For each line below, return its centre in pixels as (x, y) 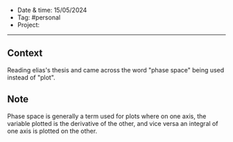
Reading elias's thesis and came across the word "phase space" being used (116, 70)
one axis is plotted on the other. (52, 131)
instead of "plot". (31, 77)
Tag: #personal (39, 17)
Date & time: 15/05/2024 (52, 10)
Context (25, 53)
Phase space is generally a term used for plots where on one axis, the (107, 116)
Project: (28, 25)
